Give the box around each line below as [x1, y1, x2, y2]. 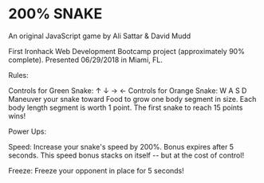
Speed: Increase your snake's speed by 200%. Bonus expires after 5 [8, 142, 234, 151]
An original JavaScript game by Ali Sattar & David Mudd [8, 31, 191, 41]
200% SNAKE [8, 5, 103, 23]
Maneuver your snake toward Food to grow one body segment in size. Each [8, 94, 257, 103]
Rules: [8, 70, 30, 80]
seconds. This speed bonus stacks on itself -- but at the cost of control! [8, 150, 245, 160]
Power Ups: [8, 127, 46, 136]
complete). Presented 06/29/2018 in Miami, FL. [8, 55, 164, 64]
